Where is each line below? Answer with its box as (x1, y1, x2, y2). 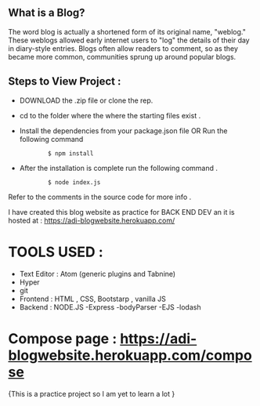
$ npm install (48, 149, 94, 158)
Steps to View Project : (8, 74, 121, 89)
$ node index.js (48, 178, 101, 187)
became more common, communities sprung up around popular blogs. (8, 52, 237, 61)
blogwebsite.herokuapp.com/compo (8, 346, 252, 364)
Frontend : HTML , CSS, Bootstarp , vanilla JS (19, 294, 166, 303)
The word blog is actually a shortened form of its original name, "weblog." (8, 27, 247, 36)
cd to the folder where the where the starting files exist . (19, 111, 201, 120)
